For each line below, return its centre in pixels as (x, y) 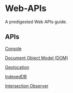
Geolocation (17, 67)
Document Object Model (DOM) (37, 58)
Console (13, 48)
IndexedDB (16, 76)
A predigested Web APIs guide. (36, 22)
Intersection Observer (27, 86)
